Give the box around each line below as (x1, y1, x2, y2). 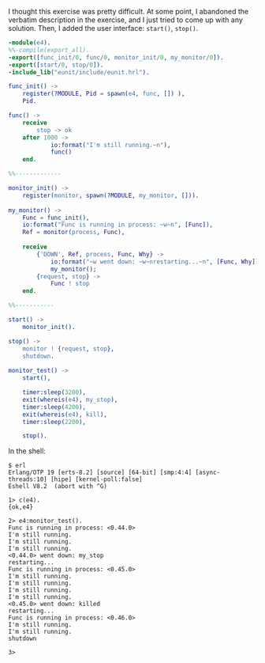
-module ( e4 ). (8, 39, 51, 47)
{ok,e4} (8, 503, 34, 511)
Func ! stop (50, 280, 90, 288)
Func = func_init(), (22, 214, 90, 222)
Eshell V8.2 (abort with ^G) (8, 483, 108, 491)
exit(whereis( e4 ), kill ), (22, 411, 108, 419)
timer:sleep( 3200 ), (22, 388, 87, 396)
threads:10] (8, 475, 47, 483)
